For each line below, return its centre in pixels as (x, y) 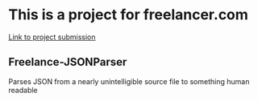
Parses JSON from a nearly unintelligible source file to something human (129, 81)
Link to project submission (52, 37)
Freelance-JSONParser (68, 62)
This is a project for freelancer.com (128, 15)
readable (23, 90)
